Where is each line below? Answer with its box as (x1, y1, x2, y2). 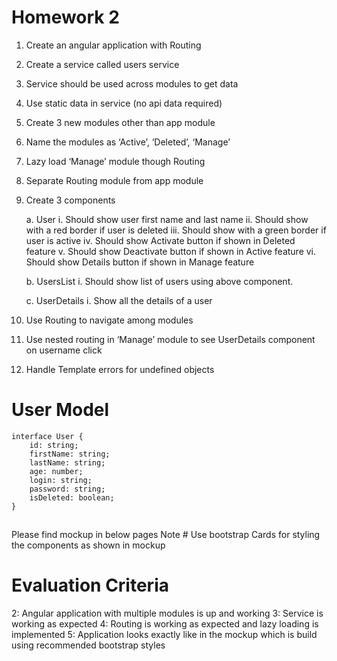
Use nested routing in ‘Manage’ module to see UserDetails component (25, 333, 316, 345)
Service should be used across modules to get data (25, 77, 239, 90)
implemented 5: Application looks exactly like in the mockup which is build (11, 629, 318, 641)
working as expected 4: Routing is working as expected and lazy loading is (11, 618, 319, 630)
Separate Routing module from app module (25, 174, 204, 186)
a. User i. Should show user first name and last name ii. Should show (25, 213, 309, 225)
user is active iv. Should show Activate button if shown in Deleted (25, 234, 296, 246)
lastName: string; (29, 457, 106, 468)
